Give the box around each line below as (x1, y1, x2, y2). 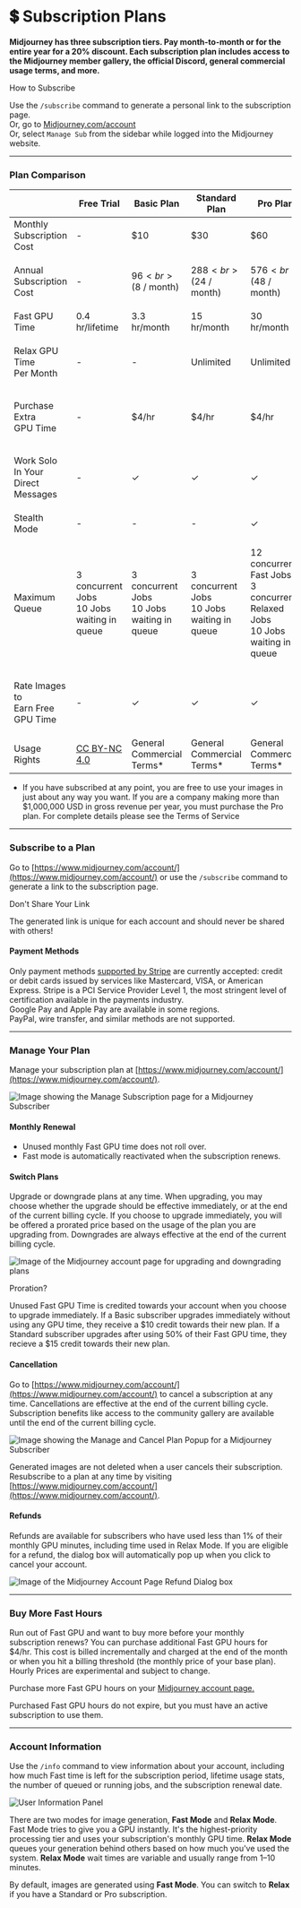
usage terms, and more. (9, 65, 100, 75)
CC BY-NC (75, 742, 123, 755)
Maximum (13, 591, 56, 604)
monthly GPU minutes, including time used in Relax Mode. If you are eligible (9, 1540, 288, 1550)
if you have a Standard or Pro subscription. (9, 1889, 168, 1900)
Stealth (13, 512, 44, 524)
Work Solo (13, 454, 58, 467)
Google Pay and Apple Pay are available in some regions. (9, 1004, 220, 1014)
